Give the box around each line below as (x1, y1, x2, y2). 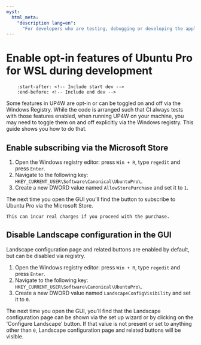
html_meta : (11, 14, 39, 20)
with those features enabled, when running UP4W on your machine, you (6, 112, 184, 120)
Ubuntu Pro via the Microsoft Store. (6, 202, 94, 209)
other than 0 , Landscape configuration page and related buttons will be (6, 326, 181, 334)
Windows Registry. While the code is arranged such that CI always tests (6, 106, 184, 113)
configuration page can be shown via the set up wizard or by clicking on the (6, 313, 194, 321)
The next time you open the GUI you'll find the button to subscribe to (6, 196, 176, 203)
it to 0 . (14, 295, 31, 303)
